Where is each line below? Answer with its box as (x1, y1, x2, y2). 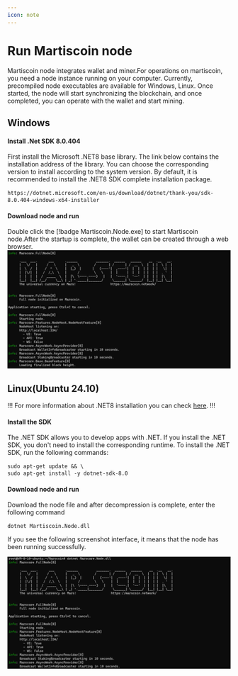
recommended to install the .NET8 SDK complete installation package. (7, 175, 212, 184)
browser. (7, 242, 33, 251)
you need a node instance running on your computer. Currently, (7, 74, 193, 82)
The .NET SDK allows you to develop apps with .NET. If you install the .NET (7, 433, 226, 442)
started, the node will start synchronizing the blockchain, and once (7, 89, 203, 97)
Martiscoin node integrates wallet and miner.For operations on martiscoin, (7, 66, 223, 74)
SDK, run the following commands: (7, 449, 108, 457)
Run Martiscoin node (7, 43, 132, 59)
